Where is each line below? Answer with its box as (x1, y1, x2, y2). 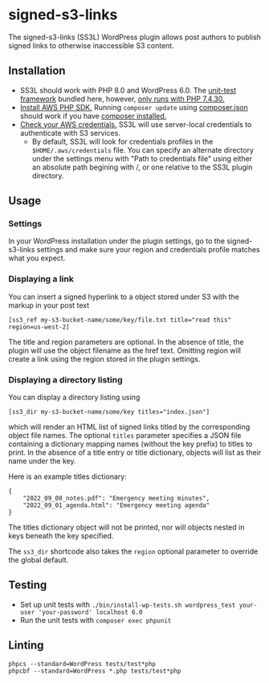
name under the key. (8, 456, 76, 466)
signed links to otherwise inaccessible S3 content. (8, 40, 174, 50)
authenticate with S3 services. (19, 128, 120, 137)
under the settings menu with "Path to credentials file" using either (31, 153, 253, 163)
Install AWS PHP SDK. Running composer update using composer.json (19, 102, 248, 112)
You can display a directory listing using (8, 392, 141, 403)
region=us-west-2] (8, 323, 70, 331)
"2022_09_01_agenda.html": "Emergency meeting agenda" (22, 501, 210, 509)
